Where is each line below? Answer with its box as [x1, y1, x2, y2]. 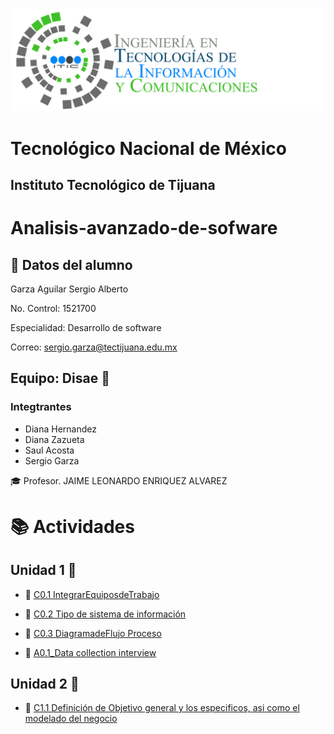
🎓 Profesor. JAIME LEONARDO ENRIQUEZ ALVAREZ [10, 474, 228, 487]
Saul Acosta [24, 444, 75, 456]
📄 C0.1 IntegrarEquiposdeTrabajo [24, 588, 160, 600]
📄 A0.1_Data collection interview [24, 646, 157, 658]
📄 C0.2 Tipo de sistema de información [24, 608, 187, 620]
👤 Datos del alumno [10, 256, 133, 273]
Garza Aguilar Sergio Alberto [10, 283, 129, 295]
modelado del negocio [24, 713, 118, 725]
